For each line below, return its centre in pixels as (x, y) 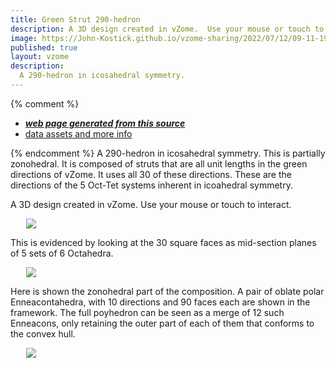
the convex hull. (43, 333)
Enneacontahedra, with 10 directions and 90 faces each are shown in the (160, 302)
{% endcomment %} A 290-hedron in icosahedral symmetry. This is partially (168, 153)
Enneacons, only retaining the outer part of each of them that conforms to (162, 323)
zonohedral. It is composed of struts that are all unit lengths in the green (159, 163)
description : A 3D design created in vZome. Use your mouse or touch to (167, 29)
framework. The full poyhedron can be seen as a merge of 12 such (147, 312)
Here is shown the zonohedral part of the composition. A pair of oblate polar (167, 291)
